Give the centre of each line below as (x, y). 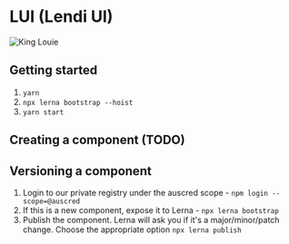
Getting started (54, 70)
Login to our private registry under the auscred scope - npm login (145, 192)
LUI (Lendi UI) (61, 17)
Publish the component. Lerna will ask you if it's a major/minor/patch (151, 220)
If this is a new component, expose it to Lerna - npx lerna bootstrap (150, 210)
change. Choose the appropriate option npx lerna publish (132, 229)
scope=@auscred (51, 201)
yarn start (43, 112)
